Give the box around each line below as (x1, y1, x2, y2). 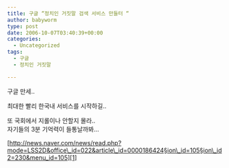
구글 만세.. (7, 87, 35, 95)
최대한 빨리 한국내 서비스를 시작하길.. (7, 101, 107, 110)
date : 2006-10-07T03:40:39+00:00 (7, 29, 103, 36)
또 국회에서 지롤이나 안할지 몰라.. (7, 116, 96, 125)
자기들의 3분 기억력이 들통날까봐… (7, 125, 99, 133)
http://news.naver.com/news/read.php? (9, 138, 122, 147)
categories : (7, 36, 41, 43)
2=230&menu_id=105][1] (7, 153, 77, 162)
